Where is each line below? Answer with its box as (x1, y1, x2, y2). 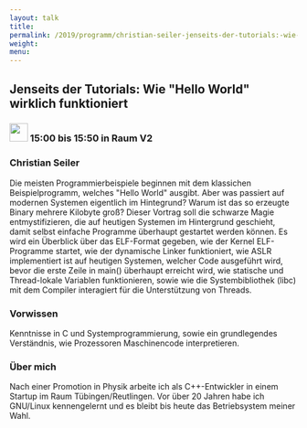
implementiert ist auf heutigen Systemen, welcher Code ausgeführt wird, (9, 255, 283, 266)
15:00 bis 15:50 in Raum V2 (29, 132, 153, 144)
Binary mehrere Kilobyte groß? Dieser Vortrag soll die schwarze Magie (9, 207, 275, 218)
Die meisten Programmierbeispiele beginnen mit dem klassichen (9, 177, 251, 188)
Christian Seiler (9, 156, 80, 169)
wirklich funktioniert (9, 95, 129, 111)
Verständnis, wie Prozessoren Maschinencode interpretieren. (9, 337, 240, 348)
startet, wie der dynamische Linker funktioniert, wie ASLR (55, 245, 272, 256)
